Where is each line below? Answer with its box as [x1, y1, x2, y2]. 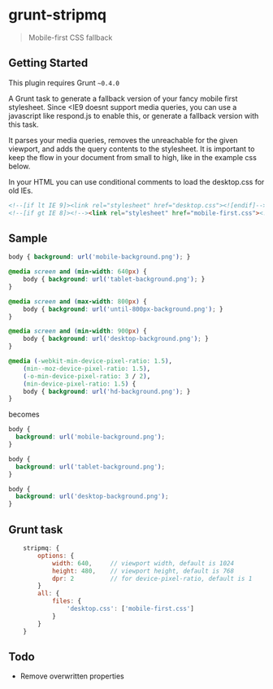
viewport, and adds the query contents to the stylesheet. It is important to [8, 144, 255, 154]
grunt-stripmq [8, 6, 107, 24]
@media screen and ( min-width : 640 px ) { [8, 268, 148, 276]
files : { [51, 597, 82, 605]
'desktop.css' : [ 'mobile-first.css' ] [66, 604, 195, 613]
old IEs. [8, 185, 33, 195]
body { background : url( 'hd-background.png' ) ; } [23, 387, 191, 395]
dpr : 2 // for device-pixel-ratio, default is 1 [51, 574, 253, 582]
